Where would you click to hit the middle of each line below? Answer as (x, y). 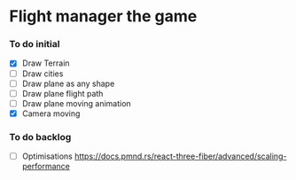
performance (46, 167)
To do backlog (40, 137)
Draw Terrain (46, 63)
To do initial (35, 44)
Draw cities (43, 74)
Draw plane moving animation (76, 103)
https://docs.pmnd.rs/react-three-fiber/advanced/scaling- (180, 156)
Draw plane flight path (62, 93)
